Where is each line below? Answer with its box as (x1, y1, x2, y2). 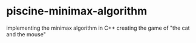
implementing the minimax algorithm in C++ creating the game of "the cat (6, 24, 190, 31)
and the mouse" (6, 30, 47, 38)
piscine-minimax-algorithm (6, 4, 147, 18)
